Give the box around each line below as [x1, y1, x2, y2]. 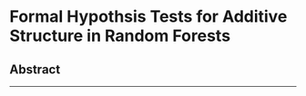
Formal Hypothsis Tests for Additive [9, 6, 288, 27]
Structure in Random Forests [9, 25, 230, 46]
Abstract [9, 62, 61, 77]
